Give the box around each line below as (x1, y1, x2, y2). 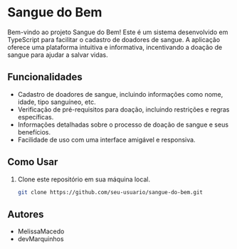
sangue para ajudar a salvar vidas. (7, 51, 108, 59)
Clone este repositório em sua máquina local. (17, 175, 151, 184)
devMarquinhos (17, 235, 64, 243)
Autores (7, 208, 44, 221)
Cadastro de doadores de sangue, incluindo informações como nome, (17, 90, 223, 98)
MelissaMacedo (17, 227, 65, 235)
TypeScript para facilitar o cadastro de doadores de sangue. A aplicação (7, 35, 221, 43)
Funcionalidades (7, 71, 83, 83)
